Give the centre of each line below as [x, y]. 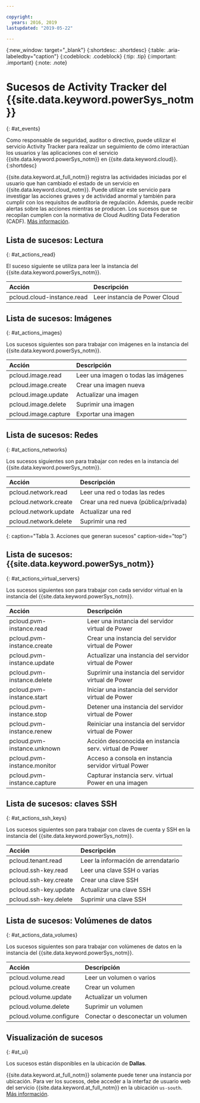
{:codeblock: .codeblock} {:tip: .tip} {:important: [118, 57]
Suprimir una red [103, 521]
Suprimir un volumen [114, 1006]
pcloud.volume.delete [39, 1006]
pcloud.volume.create [40, 987]
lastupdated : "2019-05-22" [40, 28]
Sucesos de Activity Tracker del [87, 87]
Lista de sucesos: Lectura [55, 240]
